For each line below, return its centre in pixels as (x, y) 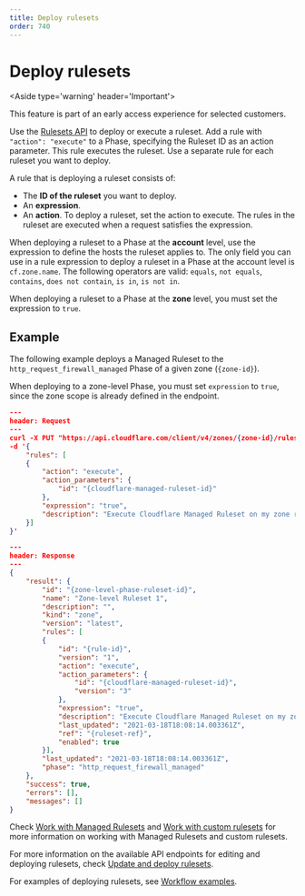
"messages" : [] (54, 801)
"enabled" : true (89, 742)
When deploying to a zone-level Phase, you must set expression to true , (144, 387)
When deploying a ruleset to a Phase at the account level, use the (133, 243)
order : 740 (30, 26)
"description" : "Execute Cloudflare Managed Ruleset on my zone (166, 514)
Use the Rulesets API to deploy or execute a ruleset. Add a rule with (136, 132)
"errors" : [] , (52, 792)
